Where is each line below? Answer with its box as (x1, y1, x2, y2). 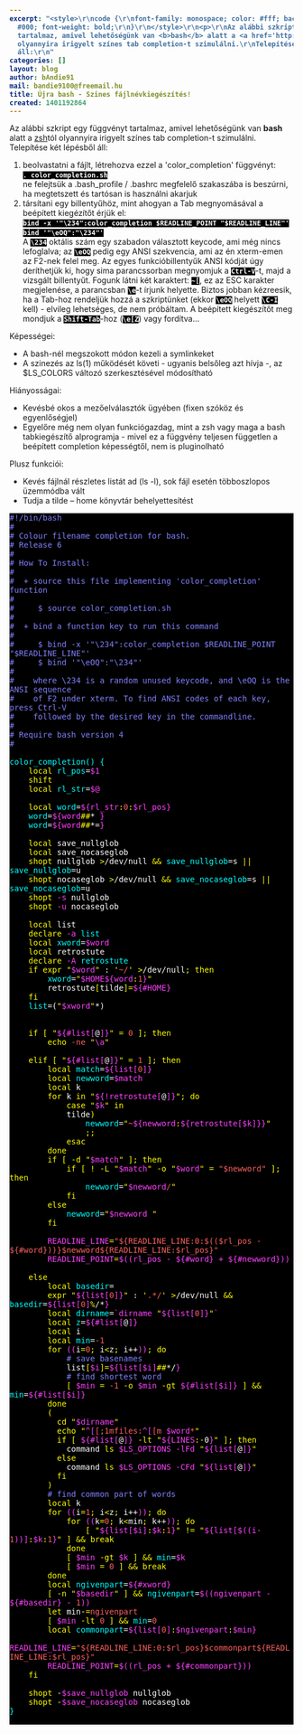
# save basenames (66, 1353, 143, 1364)
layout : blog (9, 65, 59, 74)
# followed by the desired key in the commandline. (9, 712, 257, 722)
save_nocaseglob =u (9, 883, 91, 894)
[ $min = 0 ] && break (66, 1561, 167, 1572)
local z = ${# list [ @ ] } (47, 1317, 138, 1328)
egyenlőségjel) (22, 412, 78, 423)
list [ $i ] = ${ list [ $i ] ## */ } (66, 1362, 181, 1373)
